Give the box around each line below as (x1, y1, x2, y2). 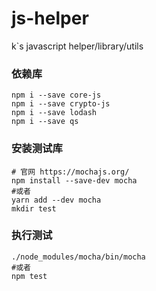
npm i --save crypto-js (11, 99, 111, 109)
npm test (11, 271, 48, 281)
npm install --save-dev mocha (11, 175, 138, 186)
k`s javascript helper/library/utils (11, 40, 144, 52)
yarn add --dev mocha (11, 195, 102, 205)
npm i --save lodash (11, 108, 98, 118)
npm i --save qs (11, 117, 79, 127)
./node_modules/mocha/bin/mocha (11, 252, 146, 262)
